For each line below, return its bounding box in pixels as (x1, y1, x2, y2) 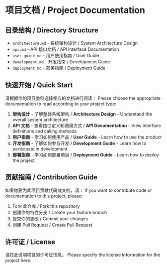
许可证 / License (5, 238, 56, 247)
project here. (5, 258, 31, 264)
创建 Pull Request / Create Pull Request (12, 222, 93, 228)
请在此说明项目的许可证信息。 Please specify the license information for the (5, 252, 161, 258)
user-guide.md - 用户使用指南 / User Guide (12, 53, 99, 58)
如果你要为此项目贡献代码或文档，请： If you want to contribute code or (5, 187, 153, 193)
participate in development (12, 145, 68, 152)
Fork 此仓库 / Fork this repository (12, 203, 80, 209)
